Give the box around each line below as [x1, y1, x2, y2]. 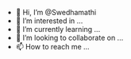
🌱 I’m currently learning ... [15, 25, 101, 33]
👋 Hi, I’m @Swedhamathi [15, 8, 97, 17]
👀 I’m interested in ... [15, 16, 83, 26]
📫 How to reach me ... [15, 42, 90, 51]
